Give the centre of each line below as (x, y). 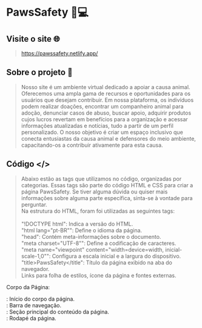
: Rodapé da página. (31, 318)
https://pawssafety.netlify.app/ (59, 53)
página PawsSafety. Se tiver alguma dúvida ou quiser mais (94, 192)
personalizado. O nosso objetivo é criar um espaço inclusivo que (102, 132)
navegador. (35, 269)
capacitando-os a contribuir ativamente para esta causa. (92, 145)
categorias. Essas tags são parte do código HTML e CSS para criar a (107, 185)
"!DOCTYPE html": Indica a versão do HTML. (77, 224)
